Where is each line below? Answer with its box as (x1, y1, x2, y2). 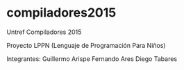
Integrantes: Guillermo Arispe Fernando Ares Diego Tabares (6, 54, 178, 63)
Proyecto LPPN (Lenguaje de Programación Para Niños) (6, 41, 166, 49)
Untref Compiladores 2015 (6, 28, 82, 36)
